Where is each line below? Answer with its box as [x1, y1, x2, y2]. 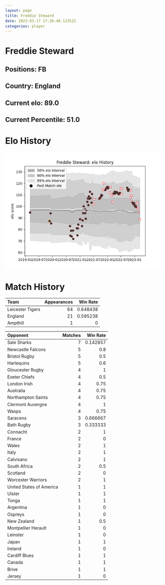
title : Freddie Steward [5, 13, 54, 18]
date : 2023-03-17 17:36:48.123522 [5, 18, 77, 23]
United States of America [7, 484, 58, 490]
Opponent [7, 333, 29, 338]
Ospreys [7, 511, 25, 517]
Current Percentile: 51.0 [5, 116, 80, 124]
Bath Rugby [7, 422, 31, 428]
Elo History [5, 135, 51, 147]
